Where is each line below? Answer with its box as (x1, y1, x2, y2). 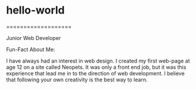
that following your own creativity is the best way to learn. (6, 76, 148, 83)
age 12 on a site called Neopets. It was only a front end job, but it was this (6, 63, 186, 71)
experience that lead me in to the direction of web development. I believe (6, 70, 185, 77)
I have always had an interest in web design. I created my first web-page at (6, 57, 190, 64)
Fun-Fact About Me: (6, 45, 55, 53)
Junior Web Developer (6, 34, 61, 41)
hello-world (6, 4, 65, 17)
